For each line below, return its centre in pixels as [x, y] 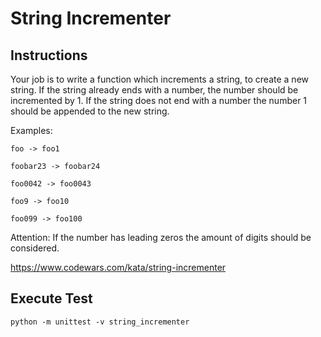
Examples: [31, 130]
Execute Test [51, 298]
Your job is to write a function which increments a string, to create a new [160, 79]
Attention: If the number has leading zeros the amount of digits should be [161, 237]
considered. [35, 248]
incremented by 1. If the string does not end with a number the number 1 [159, 100]
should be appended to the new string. [90, 111]
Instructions [49, 55]
